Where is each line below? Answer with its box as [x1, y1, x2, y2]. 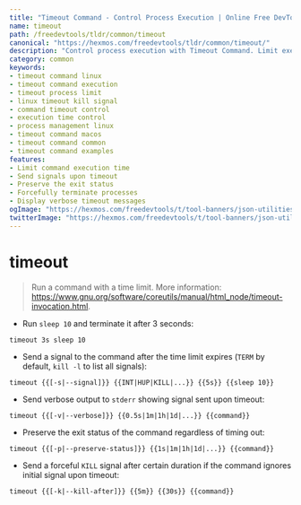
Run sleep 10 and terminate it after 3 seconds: [21, 318, 194, 328]
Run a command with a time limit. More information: [30, 282, 222, 292]
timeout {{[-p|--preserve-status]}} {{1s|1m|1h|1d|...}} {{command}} [9, 444, 275, 453]
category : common [9, 55, 74, 64]
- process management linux [9, 122, 115, 131]
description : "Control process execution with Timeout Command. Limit [9, 47, 279, 56]
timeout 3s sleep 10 [9, 335, 87, 344]
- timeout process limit [9, 88, 102, 97]
